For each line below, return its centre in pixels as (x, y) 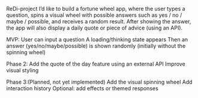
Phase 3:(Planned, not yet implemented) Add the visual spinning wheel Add (100, 82)
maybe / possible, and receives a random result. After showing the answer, (99, 21)
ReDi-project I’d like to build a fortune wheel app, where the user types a (96, 9)
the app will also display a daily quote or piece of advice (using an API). (94, 28)
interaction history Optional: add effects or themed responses (82, 88)
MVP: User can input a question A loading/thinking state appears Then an (97, 39)
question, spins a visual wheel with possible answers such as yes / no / (94, 15)
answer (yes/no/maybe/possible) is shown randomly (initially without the (96, 46)
